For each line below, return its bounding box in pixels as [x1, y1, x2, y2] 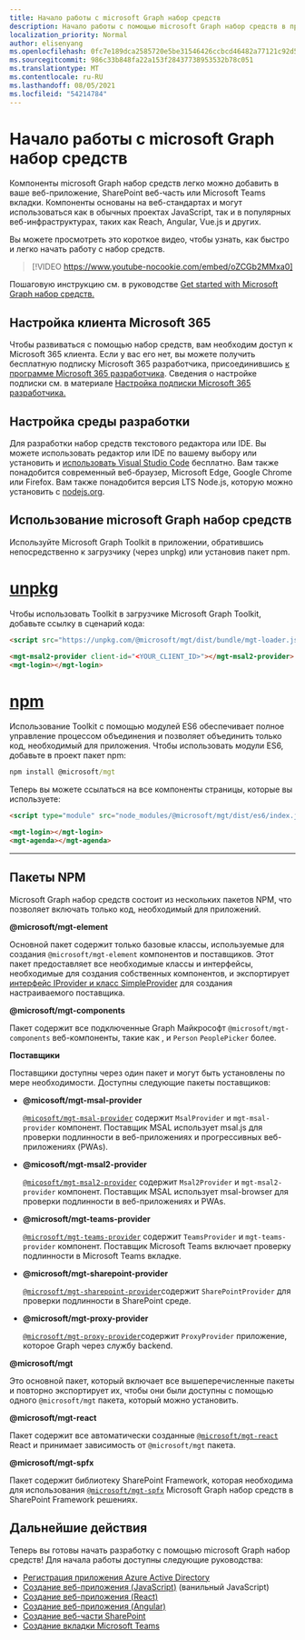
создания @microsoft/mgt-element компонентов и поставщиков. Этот [9, 948, 274, 959]
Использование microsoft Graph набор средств [9, 513, 292, 528]
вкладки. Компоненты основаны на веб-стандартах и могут [9, 197, 243, 208]
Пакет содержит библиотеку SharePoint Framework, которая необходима [9, 1475, 293, 1485]
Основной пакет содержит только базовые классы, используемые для [9, 938, 284, 950]
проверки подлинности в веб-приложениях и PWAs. [22, 1195, 226, 1206]
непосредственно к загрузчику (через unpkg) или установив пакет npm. [9, 546, 290, 557]
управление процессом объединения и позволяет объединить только [9, 731, 282, 742]
